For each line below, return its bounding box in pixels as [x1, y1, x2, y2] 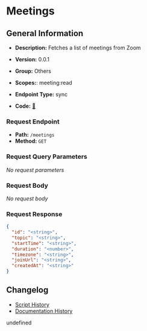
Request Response [6, 209, 63, 218]
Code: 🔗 [14, 102, 36, 110]
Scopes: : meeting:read [14, 79, 72, 86]
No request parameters [6, 166, 64, 173]
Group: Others [14, 67, 51, 75]
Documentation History [14, 307, 73, 314]
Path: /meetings [14, 131, 55, 138]
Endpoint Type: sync [14, 91, 68, 97]
